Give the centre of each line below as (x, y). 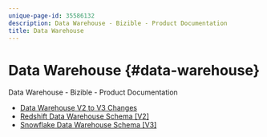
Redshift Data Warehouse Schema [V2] (85, 116)
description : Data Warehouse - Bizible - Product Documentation (118, 23)
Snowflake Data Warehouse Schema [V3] (88, 125)
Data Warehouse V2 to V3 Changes (79, 108)
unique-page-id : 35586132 (51, 16)
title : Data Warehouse (46, 30)
